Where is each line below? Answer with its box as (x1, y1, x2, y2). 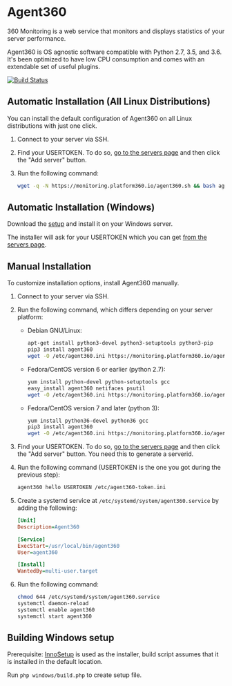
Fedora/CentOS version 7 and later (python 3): (27, 403, 160, 412)
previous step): (17, 470, 61, 479)
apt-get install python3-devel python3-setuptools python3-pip (27, 340, 214, 347)
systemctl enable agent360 (17, 606, 95, 613)
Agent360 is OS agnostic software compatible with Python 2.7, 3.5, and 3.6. (7, 48, 222, 56)
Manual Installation (7, 260, 92, 272)
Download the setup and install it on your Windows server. (7, 220, 173, 228)
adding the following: (17, 504, 77, 512)
